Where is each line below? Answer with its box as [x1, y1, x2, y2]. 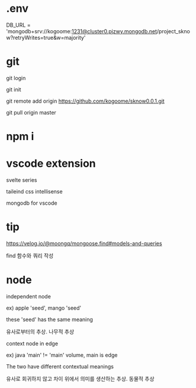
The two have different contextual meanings [6, 362, 114, 370]
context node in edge [6, 340, 58, 347]
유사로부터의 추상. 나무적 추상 [6, 328, 75, 335]
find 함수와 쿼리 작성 [6, 252, 54, 259]
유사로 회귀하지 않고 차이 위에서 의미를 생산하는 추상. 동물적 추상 [6, 375, 155, 382]
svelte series [6, 177, 37, 183]
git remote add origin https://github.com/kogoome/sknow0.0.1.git [6, 97, 165, 104]
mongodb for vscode [6, 199, 57, 206]
